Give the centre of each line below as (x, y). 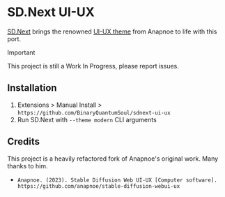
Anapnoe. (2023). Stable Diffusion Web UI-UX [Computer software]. (117, 180)
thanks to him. (28, 166)
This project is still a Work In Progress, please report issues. (93, 66)
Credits (24, 141)
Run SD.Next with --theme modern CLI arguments (87, 119)
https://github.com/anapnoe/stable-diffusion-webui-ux (99, 186)
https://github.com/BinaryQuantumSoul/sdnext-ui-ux (94, 112)
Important (21, 52)
